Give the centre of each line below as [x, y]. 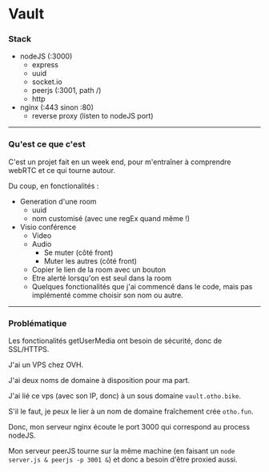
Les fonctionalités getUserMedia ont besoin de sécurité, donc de [115, 341]
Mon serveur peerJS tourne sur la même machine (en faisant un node [122, 451]
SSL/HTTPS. [29, 349]
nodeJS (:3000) [46, 56]
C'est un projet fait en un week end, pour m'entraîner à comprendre [120, 162]
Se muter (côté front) [78, 252]
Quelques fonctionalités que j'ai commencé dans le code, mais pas [142, 286]
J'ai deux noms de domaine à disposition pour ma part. [99, 381]
